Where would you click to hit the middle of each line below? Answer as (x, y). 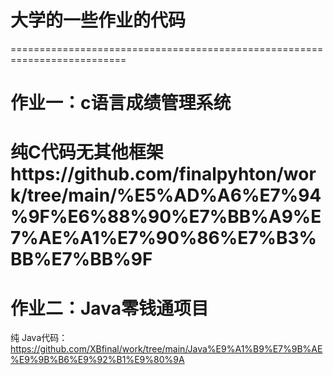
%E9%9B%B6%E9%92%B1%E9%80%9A (97, 360)
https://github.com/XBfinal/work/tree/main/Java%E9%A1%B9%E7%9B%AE (166, 349)
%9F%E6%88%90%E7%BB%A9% (161, 217)
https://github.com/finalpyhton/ (147, 174)
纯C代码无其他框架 (87, 152)
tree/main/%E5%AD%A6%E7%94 (174, 195)
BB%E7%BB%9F (81, 259)
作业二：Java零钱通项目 (109, 308)
